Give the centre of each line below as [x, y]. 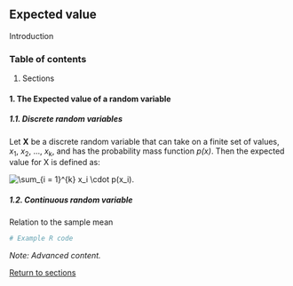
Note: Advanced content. [55, 256]
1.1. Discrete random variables [66, 119]
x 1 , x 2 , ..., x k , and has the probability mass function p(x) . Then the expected [147, 152]
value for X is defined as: [55, 163]
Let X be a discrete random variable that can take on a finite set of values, [144, 141]
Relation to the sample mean [61, 222]
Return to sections [43, 273]
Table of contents [48, 59]
